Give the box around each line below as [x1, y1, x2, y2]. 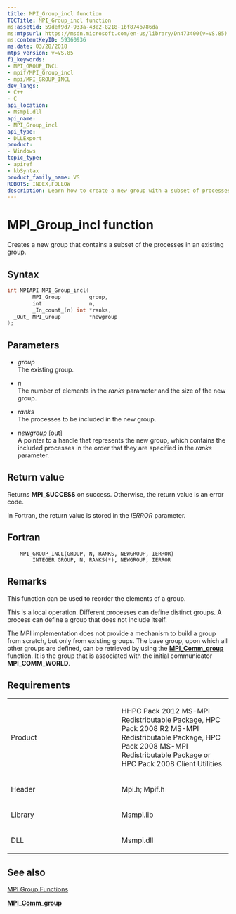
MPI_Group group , [32, 293, 109, 300]
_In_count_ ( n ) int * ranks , [32, 307, 112, 314]
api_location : [7, 102, 49, 109]
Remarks [7, 576, 48, 588]
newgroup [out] [17, 429, 63, 437]
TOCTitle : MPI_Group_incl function [7, 17, 112, 24]
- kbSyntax [7, 167, 39, 174]
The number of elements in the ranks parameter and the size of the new [17, 386, 226, 395]
